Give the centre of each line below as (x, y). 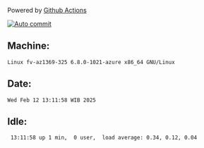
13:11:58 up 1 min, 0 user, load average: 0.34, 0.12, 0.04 (104, 138)
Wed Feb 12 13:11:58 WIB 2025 (52, 100)
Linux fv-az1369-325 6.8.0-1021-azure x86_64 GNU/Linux (91, 62)
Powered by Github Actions (47, 10)
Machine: (29, 46)
